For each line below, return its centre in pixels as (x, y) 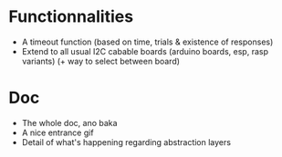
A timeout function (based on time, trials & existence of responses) (147, 42)
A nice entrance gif (57, 132)
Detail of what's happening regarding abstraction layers (126, 142)
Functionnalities (71, 17)
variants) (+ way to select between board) (100, 61)
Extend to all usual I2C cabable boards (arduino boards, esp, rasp (145, 51)
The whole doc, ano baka (69, 123)
